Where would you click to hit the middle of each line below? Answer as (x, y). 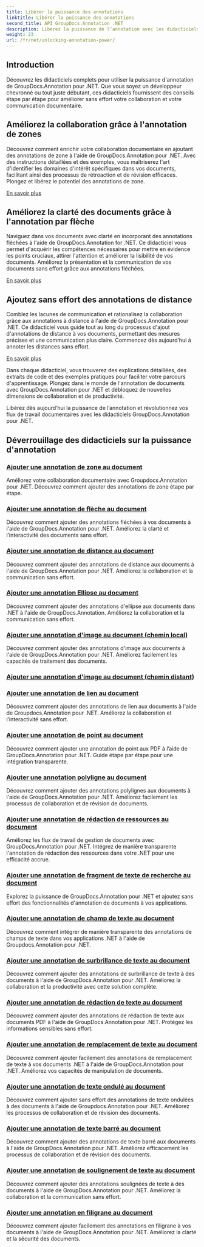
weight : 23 (20, 35)
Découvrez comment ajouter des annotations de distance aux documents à (100, 564)
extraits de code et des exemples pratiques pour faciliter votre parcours (96, 377)
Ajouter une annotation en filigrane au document (80, 1212)
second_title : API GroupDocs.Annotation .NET (65, 23)
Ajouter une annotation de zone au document (74, 467)
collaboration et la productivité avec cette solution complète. (82, 987)
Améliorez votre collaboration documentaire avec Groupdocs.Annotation (97, 480)
